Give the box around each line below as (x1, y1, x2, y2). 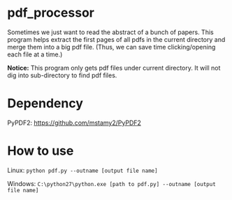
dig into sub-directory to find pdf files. (7, 71, 117, 79)
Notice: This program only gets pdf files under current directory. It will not (7, 63, 221, 72)
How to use (7, 143, 74, 159)
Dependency (7, 95, 84, 111)
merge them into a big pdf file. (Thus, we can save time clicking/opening (7, 43, 216, 51)
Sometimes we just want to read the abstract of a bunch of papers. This (7, 28, 215, 36)
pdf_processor (7, 5, 94, 21)
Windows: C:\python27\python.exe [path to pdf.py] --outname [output (7, 179, 217, 187)
